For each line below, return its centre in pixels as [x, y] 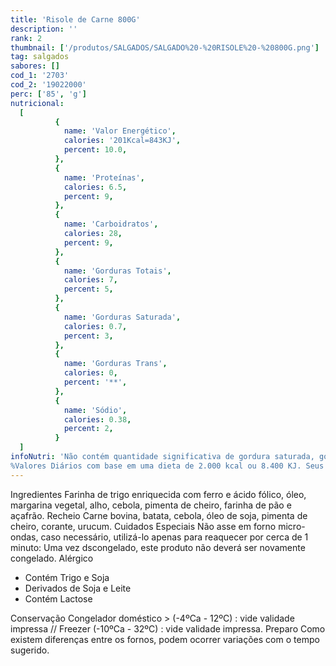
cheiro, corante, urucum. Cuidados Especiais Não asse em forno [143, 526]
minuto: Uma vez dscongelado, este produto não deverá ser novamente [158, 547]
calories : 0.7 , [95, 326]
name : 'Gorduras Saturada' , [122, 317]
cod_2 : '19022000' [48, 85]
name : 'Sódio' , [95, 410]
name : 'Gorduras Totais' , [117, 271]
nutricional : [37, 103]
